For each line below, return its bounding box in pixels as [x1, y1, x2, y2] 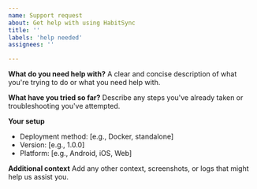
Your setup [8, 117, 45, 126]
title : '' [8, 26, 41, 34]
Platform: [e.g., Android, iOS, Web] [19, 149, 132, 158]
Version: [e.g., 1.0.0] [19, 140, 85, 150]
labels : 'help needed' [8, 33, 83, 42]
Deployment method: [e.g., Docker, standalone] [19, 132, 174, 142]
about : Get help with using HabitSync [8, 19, 136, 27]
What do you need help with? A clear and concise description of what [8, 69, 237, 79]
